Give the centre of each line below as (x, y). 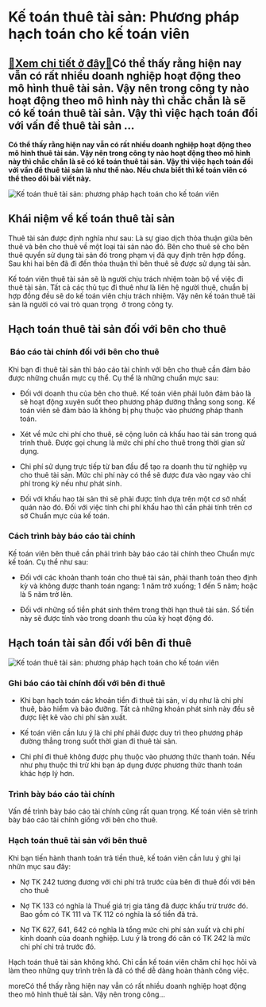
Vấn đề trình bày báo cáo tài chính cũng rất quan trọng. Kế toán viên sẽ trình (133, 811)
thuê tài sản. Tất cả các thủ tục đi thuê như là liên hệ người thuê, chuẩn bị (128, 287)
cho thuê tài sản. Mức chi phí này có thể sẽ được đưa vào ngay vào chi (135, 474)
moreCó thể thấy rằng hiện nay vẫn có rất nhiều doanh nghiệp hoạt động (127, 986)
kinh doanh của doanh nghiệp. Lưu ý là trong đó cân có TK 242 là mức (135, 938)
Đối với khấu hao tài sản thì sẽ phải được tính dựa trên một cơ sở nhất (133, 498)
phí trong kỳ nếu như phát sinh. (71, 483)
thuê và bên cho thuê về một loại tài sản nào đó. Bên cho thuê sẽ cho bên (129, 246)
